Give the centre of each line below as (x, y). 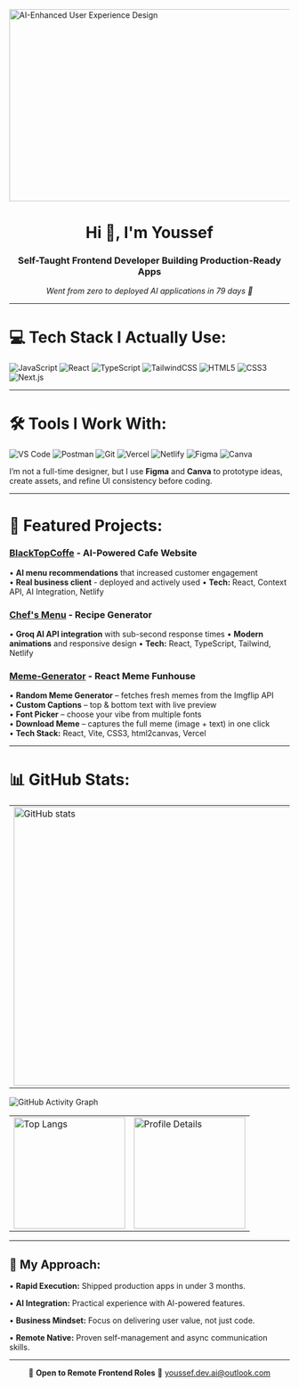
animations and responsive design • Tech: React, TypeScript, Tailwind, (140, 644)
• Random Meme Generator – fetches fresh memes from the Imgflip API (141, 695)
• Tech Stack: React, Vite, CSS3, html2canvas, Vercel (108, 734)
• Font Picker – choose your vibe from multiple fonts (105, 714)
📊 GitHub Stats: (70, 780)
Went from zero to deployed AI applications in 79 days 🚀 (149, 291)
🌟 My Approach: (55, 1264)
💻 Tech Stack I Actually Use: (118, 337)
